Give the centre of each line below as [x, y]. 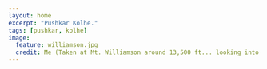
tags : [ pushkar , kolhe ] [48, 30]
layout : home [30, 15]
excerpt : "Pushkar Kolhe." [53, 23]
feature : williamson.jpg [57, 45]
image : [19, 38]
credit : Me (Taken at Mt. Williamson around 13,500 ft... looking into [137, 52]
